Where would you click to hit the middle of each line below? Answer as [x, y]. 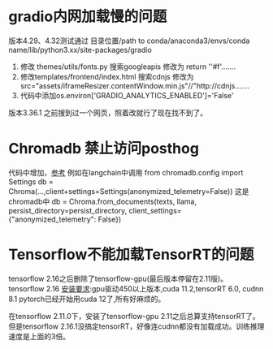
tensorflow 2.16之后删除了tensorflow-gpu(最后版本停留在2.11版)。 [118, 278]
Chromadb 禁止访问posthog [104, 149]
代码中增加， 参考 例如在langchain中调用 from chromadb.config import [126, 172]
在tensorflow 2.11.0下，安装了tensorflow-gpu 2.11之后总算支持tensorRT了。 [134, 316]
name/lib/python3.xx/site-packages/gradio [80, 50]
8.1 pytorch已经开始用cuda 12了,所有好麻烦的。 [87, 299]
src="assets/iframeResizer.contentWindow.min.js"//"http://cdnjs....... [135, 85]
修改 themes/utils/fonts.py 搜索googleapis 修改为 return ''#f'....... [128, 67]
